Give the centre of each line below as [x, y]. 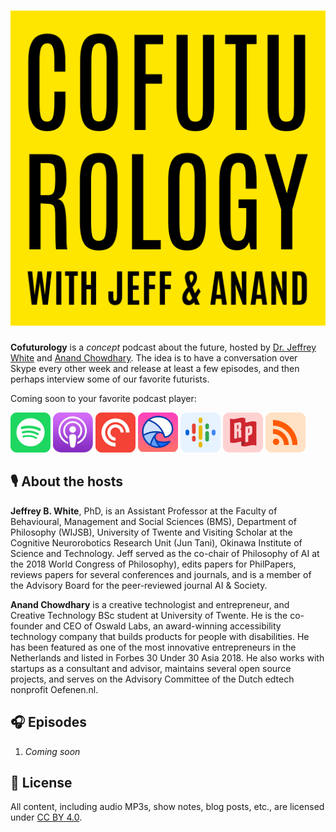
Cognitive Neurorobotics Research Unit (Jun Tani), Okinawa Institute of [156, 542]
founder [26, 626]
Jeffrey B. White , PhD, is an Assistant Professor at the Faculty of [144, 511]
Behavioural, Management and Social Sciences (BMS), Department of [153, 521]
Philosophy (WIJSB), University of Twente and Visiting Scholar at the [151, 532]
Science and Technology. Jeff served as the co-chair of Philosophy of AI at [165, 553]
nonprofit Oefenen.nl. [54, 689]
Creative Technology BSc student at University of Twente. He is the [149, 615]
